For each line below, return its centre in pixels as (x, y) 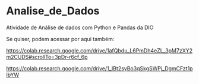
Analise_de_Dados (53, 11)
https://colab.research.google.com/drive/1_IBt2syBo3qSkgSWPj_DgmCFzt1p (99, 68)
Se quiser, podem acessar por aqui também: (60, 39)
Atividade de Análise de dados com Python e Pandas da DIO (80, 27)
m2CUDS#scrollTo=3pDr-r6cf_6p (47, 57)
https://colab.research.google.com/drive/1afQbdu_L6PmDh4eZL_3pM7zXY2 (99, 50)
